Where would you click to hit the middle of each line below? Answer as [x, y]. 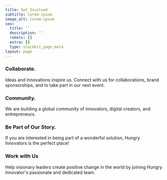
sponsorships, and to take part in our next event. [55, 85]
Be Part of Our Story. [31, 127]
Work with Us [22, 156]
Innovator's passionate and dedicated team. [50, 172]
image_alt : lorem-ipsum [30, 19]
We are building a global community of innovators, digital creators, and [78, 109]
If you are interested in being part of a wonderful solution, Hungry [73, 138]
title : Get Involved [27, 10]
